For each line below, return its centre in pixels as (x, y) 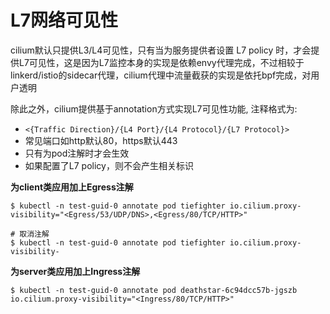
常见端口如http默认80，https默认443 (101, 140)
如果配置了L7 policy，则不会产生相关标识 (109, 165)
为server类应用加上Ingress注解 (75, 271)
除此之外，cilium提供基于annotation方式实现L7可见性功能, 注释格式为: (154, 108)
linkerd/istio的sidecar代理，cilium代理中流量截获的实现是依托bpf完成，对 (161, 75)
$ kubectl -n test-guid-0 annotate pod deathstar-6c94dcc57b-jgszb (154, 290)
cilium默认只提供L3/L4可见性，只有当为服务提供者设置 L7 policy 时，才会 (161, 50)
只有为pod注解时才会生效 (77, 153)
